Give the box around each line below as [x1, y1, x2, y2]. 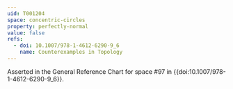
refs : [7, 36, 23, 43]
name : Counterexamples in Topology [19, 49, 123, 56]
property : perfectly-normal [7, 23, 89, 30]
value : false [7, 29, 45, 37]
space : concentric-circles [7, 17, 86, 23]
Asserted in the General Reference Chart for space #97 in [7, 67, 172, 76]
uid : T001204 [7, 10, 45, 17]
